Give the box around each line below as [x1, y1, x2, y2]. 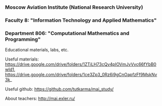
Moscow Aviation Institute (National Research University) [5, 4, 143, 11]
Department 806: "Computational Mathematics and [5, 30, 130, 36]
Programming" [5, 36, 41, 43]
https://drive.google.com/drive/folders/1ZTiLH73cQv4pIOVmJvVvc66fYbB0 [5, 61, 157, 67]
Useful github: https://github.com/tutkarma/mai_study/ [5, 86, 114, 92]
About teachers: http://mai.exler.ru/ [5, 96, 75, 102]
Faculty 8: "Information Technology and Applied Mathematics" [5, 16, 157, 23]
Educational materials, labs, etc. [5, 47, 69, 53]
